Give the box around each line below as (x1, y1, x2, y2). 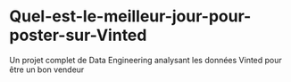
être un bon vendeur (9, 64, 85, 75)
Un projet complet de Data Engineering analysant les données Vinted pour (9, 54, 283, 65)
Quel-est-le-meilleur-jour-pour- (9, 6, 252, 27)
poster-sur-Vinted (9, 25, 147, 45)
